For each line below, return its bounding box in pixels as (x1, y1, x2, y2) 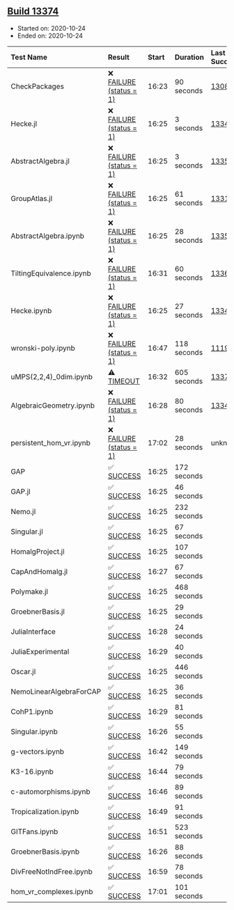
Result (107, 52, 130, 62)
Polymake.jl (10, 586, 49, 596)
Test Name (10, 52, 47, 62)
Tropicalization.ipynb (10, 806, 79, 816)
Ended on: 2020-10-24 (17, 31, 84, 40)
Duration (174, 52, 204, 62)
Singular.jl (10, 527, 43, 536)
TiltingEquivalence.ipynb (10, 268, 92, 278)
